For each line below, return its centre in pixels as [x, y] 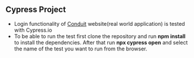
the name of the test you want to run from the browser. [81, 49]
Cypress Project [36, 10]
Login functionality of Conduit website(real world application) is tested [99, 23]
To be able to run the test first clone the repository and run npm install [100, 36]
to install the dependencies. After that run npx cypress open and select [101, 42]
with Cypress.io [33, 30]
